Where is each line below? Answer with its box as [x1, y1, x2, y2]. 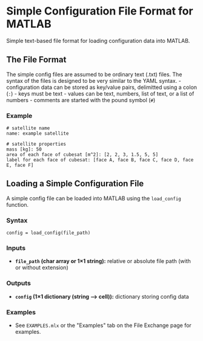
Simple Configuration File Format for [6, 4, 193, 18]
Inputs [6, 244, 26, 252]
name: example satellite [6, 131, 69, 137]
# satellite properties [6, 141, 67, 148]
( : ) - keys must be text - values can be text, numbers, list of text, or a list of [6, 89, 195, 97]
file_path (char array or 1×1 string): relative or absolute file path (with [15, 258, 191, 265]
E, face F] [6, 162, 34, 169]
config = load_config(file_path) [6, 230, 91, 236]
